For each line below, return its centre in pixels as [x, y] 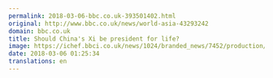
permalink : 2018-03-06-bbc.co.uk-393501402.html [92, 16]
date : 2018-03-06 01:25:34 [54, 54]
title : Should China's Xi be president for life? [94, 39]
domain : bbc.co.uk [39, 31]
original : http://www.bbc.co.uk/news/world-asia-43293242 [108, 24]
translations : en [38, 62]
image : [19, 46]
